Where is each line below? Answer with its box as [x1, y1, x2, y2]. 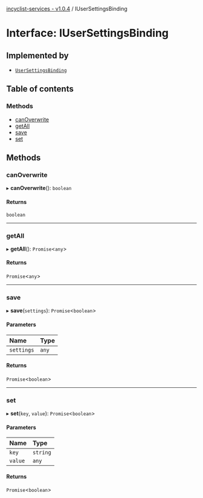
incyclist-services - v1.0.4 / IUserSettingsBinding [6, 5, 128, 12]
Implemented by [6, 50, 69, 61]
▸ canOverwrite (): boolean [6, 185, 72, 192]
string [32, 449, 51, 456]
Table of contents [6, 84, 74, 94]
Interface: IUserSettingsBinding [6, 27, 169, 40]
